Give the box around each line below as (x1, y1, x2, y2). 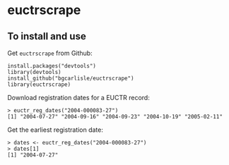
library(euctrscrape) (7, 81, 71, 88)
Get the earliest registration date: (7, 126, 104, 134)
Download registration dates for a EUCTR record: (7, 94, 150, 102)
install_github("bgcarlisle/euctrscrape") (7, 75, 134, 82)
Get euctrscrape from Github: (7, 49, 93, 57)
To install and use (7, 30, 86, 42)
